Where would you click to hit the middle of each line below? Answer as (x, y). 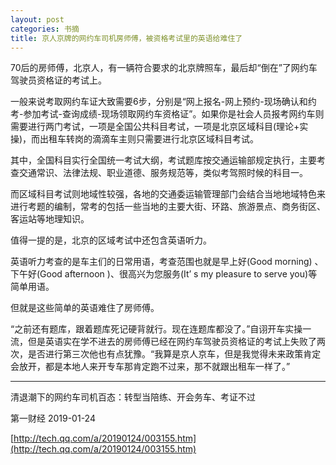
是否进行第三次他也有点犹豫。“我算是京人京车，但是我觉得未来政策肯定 (174, 354)
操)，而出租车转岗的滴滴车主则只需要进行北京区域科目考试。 (135, 139)
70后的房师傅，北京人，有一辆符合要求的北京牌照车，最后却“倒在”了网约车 (164, 68)
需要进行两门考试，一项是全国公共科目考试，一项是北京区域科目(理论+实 (159, 127)
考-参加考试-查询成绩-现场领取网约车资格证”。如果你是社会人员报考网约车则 (167, 114)
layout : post (37, 19)
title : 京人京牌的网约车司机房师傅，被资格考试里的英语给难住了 (126, 38)
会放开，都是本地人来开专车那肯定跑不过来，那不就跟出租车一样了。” (150, 367)
